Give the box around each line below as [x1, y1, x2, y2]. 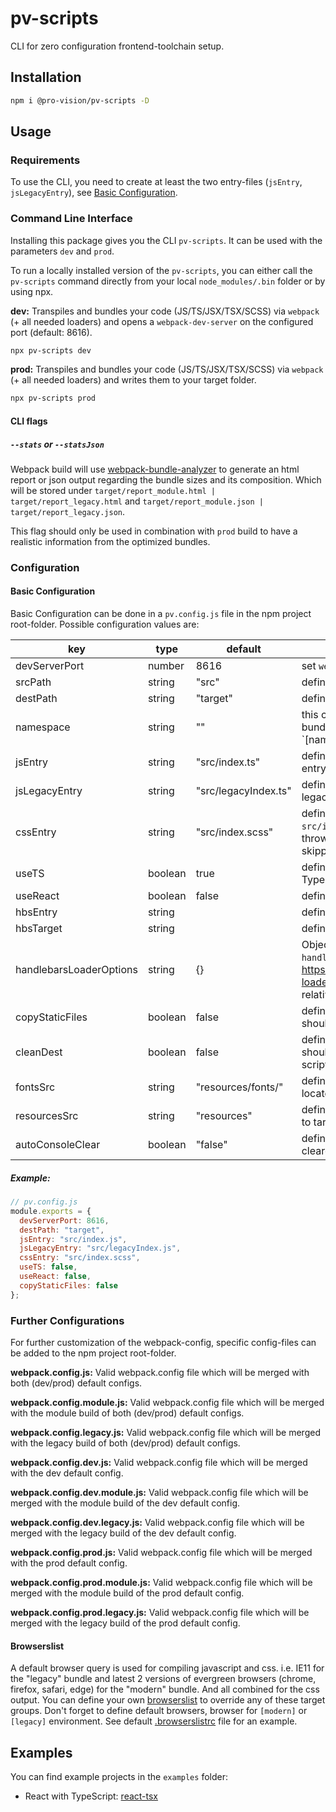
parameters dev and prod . [10, 245, 115, 257]
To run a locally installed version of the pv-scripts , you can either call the [10, 264, 313, 276]
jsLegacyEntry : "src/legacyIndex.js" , [19, 1243, 182, 1254]
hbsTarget [15, 922, 63, 936]
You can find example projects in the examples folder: [10, 1770, 228, 1782]
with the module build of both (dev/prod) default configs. [10, 1407, 245, 1419]
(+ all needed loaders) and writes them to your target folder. [10, 374, 257, 386]
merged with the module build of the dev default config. [10, 1497, 241, 1509]
